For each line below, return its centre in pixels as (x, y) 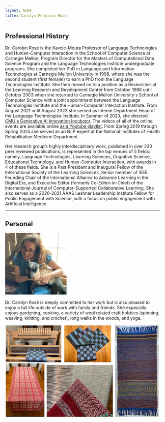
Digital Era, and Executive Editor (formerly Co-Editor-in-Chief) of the (74, 183)
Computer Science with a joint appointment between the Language (73, 100)
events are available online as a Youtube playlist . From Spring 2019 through (81, 126)
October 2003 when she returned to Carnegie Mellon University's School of (82, 95)
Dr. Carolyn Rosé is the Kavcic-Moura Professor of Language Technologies (81, 48)
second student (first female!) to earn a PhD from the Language (69, 79)
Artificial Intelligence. (27, 204)
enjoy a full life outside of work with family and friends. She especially (76, 308)
